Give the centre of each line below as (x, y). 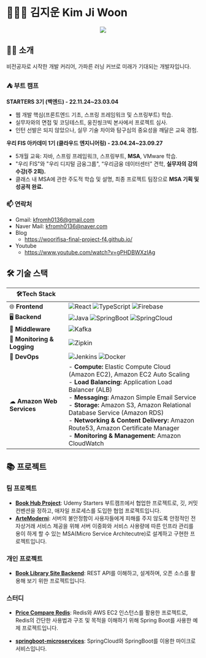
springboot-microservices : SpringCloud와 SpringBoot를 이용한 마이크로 (105, 641)
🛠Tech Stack (36, 294)
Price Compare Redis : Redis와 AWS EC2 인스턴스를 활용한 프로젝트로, (101, 613)
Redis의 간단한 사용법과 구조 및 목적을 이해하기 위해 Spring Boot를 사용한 (103, 621)
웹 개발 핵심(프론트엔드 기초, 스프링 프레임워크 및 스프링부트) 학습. (94, 115)
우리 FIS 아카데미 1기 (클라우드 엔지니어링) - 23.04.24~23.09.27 (85, 143)
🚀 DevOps (24, 357)
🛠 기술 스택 (27, 273)
